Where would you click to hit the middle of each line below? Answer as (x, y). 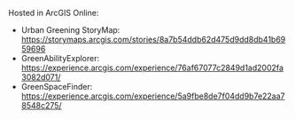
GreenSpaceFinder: (57, 87)
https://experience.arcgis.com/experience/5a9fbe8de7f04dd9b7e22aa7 (153, 96)
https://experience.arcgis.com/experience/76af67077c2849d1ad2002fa (152, 67)
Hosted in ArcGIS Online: (54, 13)
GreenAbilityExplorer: (60, 58)
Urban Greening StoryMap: (70, 30)
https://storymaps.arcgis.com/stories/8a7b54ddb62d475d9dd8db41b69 (153, 40)
